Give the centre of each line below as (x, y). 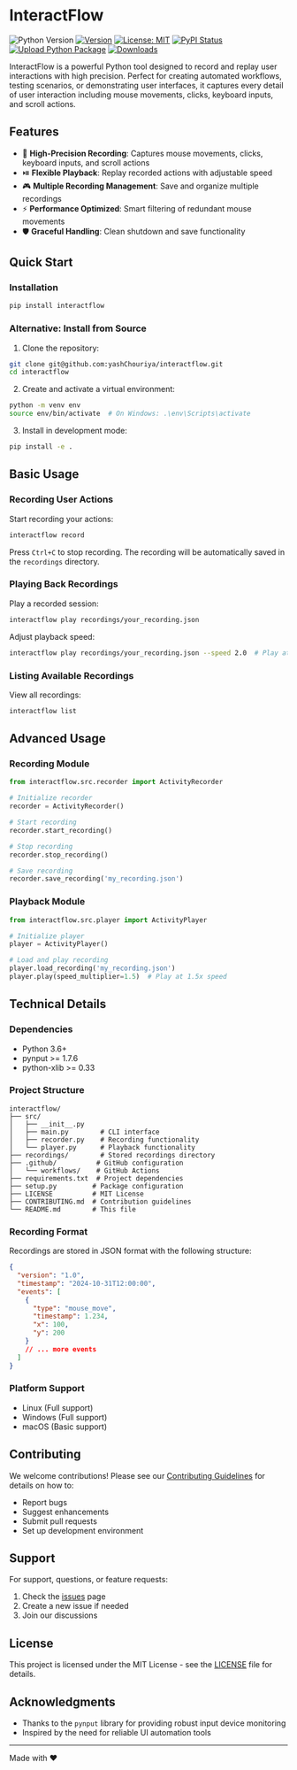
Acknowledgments (63, 1701)
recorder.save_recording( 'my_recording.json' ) (96, 879)
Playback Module (47, 902)
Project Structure (47, 1090)
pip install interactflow (57, 306)
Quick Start (41, 262)
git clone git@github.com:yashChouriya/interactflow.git (116, 364)
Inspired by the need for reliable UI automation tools (117, 1733)
